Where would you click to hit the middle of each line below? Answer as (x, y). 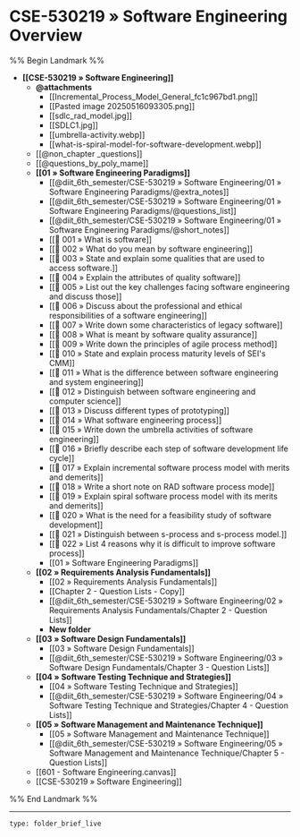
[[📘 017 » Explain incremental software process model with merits (169, 467)
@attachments (63, 87)
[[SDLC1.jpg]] (73, 125)
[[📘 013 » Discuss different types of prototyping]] (139, 410)
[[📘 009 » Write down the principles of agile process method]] (163, 344)
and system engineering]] (96, 381)
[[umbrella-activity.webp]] (97, 134)
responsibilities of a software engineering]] (128, 315)
